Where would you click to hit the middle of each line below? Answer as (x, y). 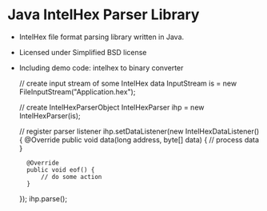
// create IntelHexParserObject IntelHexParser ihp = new (112, 107)
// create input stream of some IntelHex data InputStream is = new (128, 83)
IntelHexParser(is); (50, 115)
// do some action (71, 177)
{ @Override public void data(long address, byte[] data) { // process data (139, 139)
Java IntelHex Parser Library (104, 15)
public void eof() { (61, 169)
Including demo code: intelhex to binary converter (101, 68)
